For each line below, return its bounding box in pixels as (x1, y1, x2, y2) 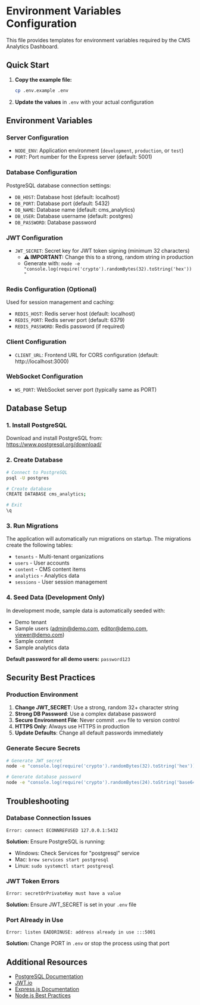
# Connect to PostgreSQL (6, 469, 68, 475)
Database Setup (6, 404, 67, 414)
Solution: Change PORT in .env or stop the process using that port (6, 940, 170, 947)
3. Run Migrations (6, 522, 58, 530)
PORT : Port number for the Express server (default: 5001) (14, 153, 153, 160)
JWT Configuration (6, 234, 63, 242)
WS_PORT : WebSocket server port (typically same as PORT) (14, 386, 157, 393)
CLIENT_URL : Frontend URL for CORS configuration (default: (14, 351, 159, 358)
